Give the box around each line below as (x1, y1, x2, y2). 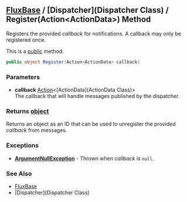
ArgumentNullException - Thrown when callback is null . (14, 154, 154, 161)
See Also (6, 169, 32, 177)
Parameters (6, 73, 40, 81)
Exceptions (6, 142, 39, 150)
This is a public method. (6, 48, 64, 55)
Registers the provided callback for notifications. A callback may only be (6, 30, 182, 37)
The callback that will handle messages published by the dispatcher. (14, 92, 180, 99)
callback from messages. (6, 127, 67, 134)
